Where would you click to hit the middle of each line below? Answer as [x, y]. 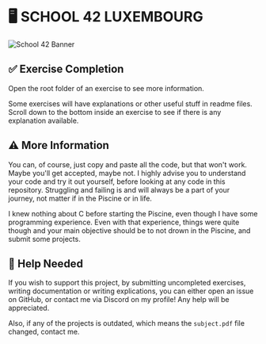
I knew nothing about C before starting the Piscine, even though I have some [133, 213]
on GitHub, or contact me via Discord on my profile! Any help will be [119, 300]
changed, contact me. [44, 332]
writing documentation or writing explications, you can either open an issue [131, 291]
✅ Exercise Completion [66, 69]
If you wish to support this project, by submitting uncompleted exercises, [127, 283]
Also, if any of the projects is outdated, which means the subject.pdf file [127, 323]
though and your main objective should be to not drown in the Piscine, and [129, 230]
